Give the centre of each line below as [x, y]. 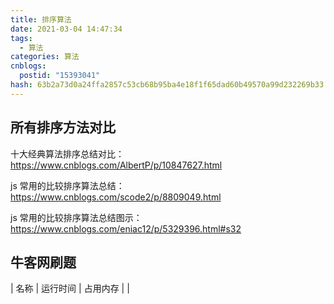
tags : [21, 38]
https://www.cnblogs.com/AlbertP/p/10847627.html [116, 165]
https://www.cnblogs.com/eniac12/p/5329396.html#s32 [126, 228]
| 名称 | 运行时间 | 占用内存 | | [70, 288]
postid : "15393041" [60, 76]
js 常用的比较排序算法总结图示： [76, 217]
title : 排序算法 [41, 19]
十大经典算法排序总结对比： [67, 153]
